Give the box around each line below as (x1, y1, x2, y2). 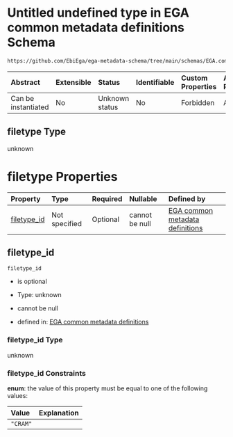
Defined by (168, 193, 206, 203)
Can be (10, 93, 35, 103)
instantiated (10, 102, 49, 112)
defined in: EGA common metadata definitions (17, 318, 149, 326)
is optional (17, 277, 47, 286)
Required (92, 193, 123, 203)
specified (51, 218, 82, 228)
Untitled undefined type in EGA (7, 5, 189, 21)
